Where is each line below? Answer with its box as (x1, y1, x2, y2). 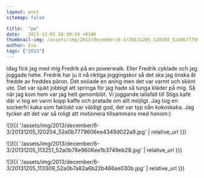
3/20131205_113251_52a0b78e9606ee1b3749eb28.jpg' (6, 146, 143, 154)
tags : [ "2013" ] (6, 48, 45, 55)
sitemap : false (6, 15, 45, 21)
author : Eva (6, 43, 36, 49)
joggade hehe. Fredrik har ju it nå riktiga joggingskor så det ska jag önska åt (6, 71, 196, 78)
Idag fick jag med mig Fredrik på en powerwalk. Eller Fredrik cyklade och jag (6, 64, 197, 72)
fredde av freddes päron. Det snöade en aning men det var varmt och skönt (6, 77, 195, 85)
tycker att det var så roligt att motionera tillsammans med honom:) (6, 110, 171, 117)
